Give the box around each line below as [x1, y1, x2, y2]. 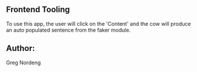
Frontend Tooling [6, 5, 71, 15]
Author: [6, 43, 35, 53]
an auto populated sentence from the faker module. [6, 26, 131, 33]
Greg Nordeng [6, 59, 41, 66]
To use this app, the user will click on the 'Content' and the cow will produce [6, 20, 191, 27]
